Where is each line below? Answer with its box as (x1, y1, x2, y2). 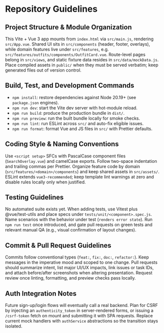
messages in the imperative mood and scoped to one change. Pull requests (5, 259, 158, 265)
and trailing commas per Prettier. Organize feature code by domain (5, 163, 140, 169)
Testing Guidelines (5, 193, 64, 202)
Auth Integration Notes (5, 289, 77, 298)
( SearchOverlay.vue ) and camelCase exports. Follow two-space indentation (5, 158, 157, 164)
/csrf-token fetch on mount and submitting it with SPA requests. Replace (5, 313, 153, 319)
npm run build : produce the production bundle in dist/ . (12, 110, 125, 116)
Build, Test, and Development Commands (5, 81, 135, 90)
